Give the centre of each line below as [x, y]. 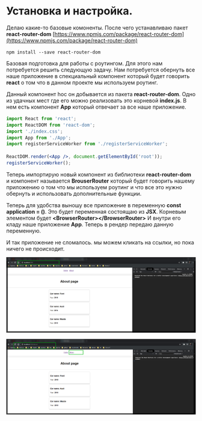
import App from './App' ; [38, 138]
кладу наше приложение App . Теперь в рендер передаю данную [90, 224]
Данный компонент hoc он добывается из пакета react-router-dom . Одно [101, 94]
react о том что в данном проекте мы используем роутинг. [82, 82]
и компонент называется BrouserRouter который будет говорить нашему [101, 181]
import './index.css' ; [35, 131]
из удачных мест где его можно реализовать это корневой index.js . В [96, 100]
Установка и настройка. [69, 11]
